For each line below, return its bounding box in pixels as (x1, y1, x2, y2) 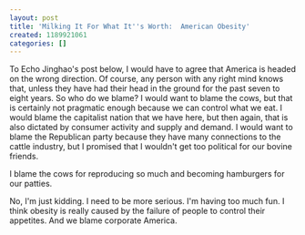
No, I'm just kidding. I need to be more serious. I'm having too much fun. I (9, 196, 285, 207)
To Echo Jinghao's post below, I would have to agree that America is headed (9, 64, 297, 75)
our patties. (9, 179, 53, 189)
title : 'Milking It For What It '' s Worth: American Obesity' (9, 22, 250, 31)
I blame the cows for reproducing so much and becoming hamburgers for (9, 169, 285, 179)
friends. (9, 151, 39, 162)
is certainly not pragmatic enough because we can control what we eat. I (9, 102, 283, 114)
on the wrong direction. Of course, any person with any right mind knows (9, 74, 284, 85)
